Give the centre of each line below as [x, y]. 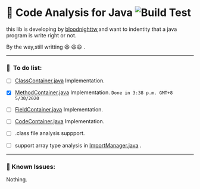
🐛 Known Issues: [31, 166]
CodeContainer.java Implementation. [60, 121]
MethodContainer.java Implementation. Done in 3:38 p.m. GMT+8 [94, 92]
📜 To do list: [24, 68]
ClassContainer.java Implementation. [60, 81]
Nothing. [17, 179]
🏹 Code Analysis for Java [69, 13]
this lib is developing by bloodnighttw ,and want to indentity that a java [92, 29]
